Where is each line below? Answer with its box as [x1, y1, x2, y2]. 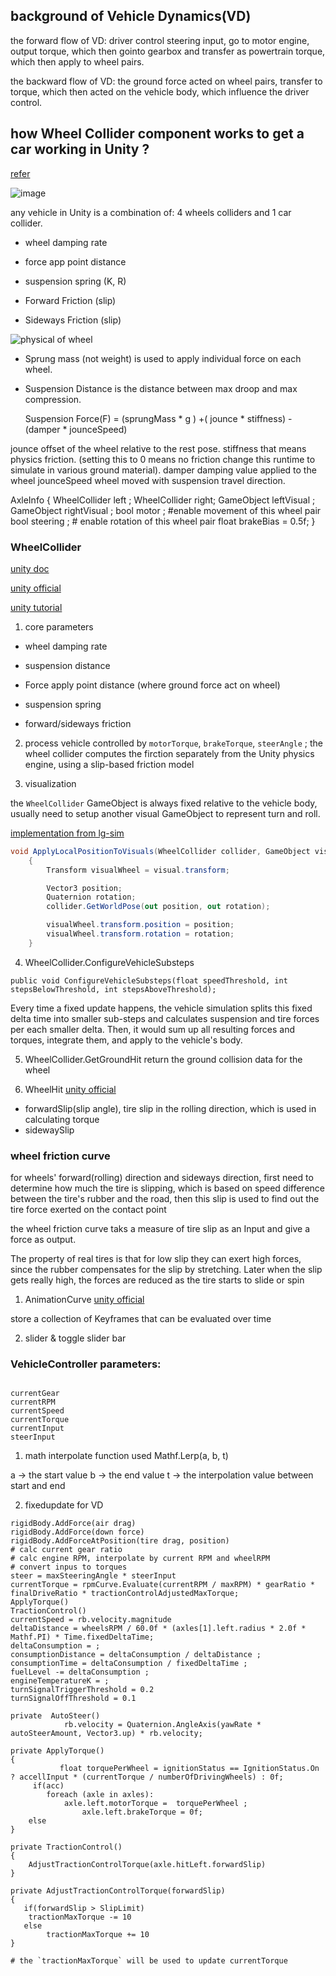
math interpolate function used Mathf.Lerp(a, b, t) [24, 1450, 229, 1462]
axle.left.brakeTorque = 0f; [81, 1807, 203, 1818]
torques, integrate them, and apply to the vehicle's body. [10, 1034, 243, 1046]
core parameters [24, 620, 94, 633]
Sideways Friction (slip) [24, 314, 122, 326]
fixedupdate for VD [24, 1499, 104, 1511]
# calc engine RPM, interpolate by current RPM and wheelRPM [10, 1554, 271, 1564]
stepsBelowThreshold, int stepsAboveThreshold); [10, 984, 217, 994]
